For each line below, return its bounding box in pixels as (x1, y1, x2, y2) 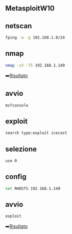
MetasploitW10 (5, 4, 55, 13)
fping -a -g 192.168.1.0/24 (5, 35, 65, 40)
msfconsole (5, 102, 29, 108)
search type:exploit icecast (5, 131, 67, 136)
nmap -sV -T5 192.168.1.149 (5, 62, 65, 68)
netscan (5, 22, 32, 30)
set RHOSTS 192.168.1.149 (5, 186, 60, 191)
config (5, 173, 27, 181)
